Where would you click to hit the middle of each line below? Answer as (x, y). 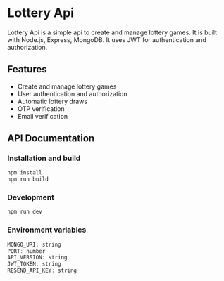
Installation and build (44, 158)
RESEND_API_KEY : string (42, 271)
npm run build (28, 179)
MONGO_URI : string (34, 244)
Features (27, 69)
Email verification (43, 116)
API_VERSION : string (38, 258)
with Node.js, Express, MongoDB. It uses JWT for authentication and (107, 39)
